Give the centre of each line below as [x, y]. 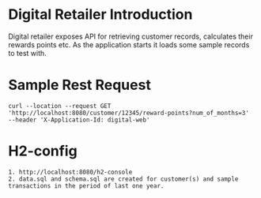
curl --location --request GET [60, 106]
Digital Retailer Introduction [100, 15]
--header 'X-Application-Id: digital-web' [79, 120]
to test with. [28, 53]
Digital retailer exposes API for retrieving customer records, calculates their [130, 36]
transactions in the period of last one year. [86, 186]
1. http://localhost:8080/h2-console [70, 172]
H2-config [43, 151]
